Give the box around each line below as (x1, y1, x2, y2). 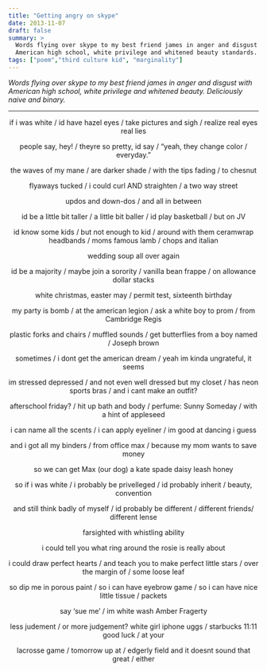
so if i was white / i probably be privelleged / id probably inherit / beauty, (14, 479, 253, 490)
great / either (112, 653, 155, 663)
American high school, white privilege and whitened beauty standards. (15, 49, 258, 57)
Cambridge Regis (105, 314, 162, 323)
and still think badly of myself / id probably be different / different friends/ (13, 503, 254, 513)
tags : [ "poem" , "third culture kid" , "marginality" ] (8, 57, 183, 64)
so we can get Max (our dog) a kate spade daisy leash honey (33, 464, 234, 474)
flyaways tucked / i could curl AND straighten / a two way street (29, 181, 238, 190)
